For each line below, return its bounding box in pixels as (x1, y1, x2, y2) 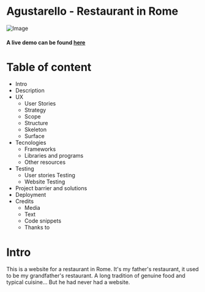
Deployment (15, 191, 47, 199)
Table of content (6, 60, 92, 74)
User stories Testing (24, 172, 75, 179)
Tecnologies (15, 139, 47, 147)
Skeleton (24, 126, 47, 133)
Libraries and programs (24, 152, 84, 159)
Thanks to (24, 224, 50, 231)
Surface (24, 133, 45, 140)
